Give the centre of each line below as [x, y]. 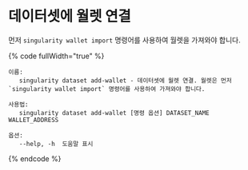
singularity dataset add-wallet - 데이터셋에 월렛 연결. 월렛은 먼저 [125, 81]
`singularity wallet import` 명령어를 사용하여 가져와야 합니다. [107, 89]
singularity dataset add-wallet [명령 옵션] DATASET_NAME [114, 113]
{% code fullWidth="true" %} [56, 56]
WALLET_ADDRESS [34, 120]
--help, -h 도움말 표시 [56, 144]
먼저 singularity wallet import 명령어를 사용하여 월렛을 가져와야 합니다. [125, 40]
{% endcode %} [35, 158]
